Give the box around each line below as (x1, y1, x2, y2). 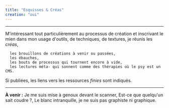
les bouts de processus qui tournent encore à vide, (10, 60, 123, 65)
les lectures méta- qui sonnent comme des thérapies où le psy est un (10, 64, 161, 69)
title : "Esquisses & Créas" (5, 7, 64, 13)
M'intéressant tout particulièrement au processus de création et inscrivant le (5, 31, 163, 37)
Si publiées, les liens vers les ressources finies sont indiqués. (5, 77, 132, 83)
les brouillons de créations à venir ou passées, (10, 51, 116, 56)
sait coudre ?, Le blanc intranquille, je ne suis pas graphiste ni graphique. (5, 97, 157, 103)
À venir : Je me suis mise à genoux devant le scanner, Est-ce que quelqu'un (5, 91, 163, 98)
